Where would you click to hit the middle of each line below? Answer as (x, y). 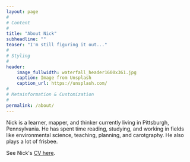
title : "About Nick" (32, 34)
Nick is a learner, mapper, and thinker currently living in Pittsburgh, (88, 122)
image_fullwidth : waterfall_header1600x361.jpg (77, 72)
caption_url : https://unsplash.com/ (62, 84)
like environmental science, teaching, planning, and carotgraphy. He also (95, 135)
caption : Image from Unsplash (54, 78)
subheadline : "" (26, 39)
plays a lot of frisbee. (32, 141)
